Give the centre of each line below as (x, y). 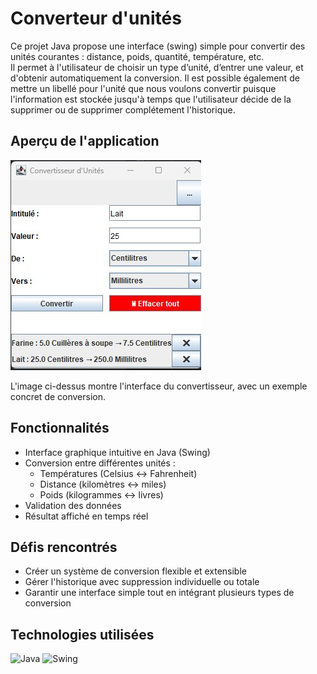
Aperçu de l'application (85, 141)
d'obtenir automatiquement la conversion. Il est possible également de (155, 78)
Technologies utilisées (82, 634)
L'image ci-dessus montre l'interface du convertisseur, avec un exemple (159, 386)
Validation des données (73, 505)
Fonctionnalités (60, 428)
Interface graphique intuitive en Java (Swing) (117, 452)
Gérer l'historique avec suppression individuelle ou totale (142, 582)
